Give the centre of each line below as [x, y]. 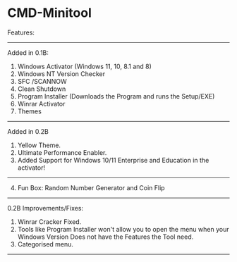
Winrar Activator [41, 104]
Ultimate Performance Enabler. [62, 152]
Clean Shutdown [42, 89]
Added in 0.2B [28, 131]
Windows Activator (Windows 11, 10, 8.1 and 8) [84, 66]
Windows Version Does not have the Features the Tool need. [105, 237]
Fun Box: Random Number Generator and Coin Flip [91, 187]
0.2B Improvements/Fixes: [45, 208]
